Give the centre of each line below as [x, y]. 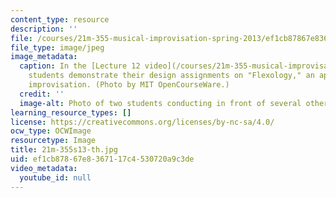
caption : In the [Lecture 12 [80, 66]
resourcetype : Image [53, 141]
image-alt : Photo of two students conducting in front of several [160, 103]
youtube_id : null [55, 177]
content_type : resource [60, 19]
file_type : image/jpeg [57, 47]
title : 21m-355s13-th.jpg [64, 150]
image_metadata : [44, 57]
